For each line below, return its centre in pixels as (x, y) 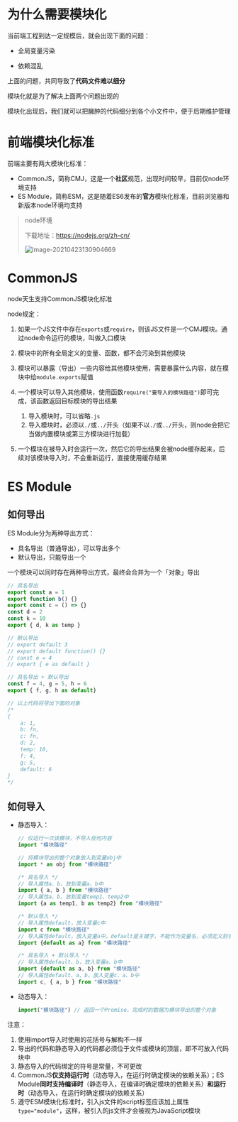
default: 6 (36, 769)
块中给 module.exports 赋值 (56, 376)
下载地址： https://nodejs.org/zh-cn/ (77, 235)
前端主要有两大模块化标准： (48, 163)
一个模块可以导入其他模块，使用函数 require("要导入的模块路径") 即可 (115, 392)
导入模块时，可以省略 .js (64, 415)
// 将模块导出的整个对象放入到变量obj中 (69, 857)
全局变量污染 (36, 50)
